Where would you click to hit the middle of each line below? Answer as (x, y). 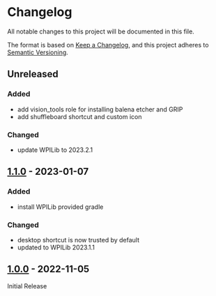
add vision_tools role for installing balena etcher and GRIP (100, 109)
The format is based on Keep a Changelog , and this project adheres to (108, 45)
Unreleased (33, 74)
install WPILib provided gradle (60, 207)
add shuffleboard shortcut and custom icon (79, 116)
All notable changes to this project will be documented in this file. (101, 31)
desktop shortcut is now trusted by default (78, 240)
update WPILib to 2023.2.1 (55, 150)
